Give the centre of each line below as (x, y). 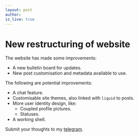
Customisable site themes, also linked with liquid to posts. (73, 98)
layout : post (19, 10)
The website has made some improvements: (51, 58)
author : (13, 15)
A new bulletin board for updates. (47, 68)
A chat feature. (28, 93)
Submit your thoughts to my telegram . (44, 129)
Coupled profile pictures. (46, 109)
